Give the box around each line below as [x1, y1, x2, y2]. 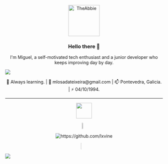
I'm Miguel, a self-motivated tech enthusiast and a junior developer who [9, 54, 158, 60]
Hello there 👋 [68, 43, 100, 50]
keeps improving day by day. [54, 60, 114, 66]
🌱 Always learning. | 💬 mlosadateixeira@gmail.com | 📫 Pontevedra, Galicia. [6, 79, 162, 85]
